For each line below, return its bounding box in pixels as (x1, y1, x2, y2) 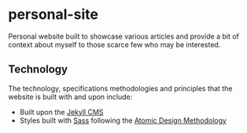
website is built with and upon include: (8, 92, 133, 102)
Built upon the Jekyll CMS (19, 107, 104, 116)
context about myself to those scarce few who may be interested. (8, 39, 221, 49)
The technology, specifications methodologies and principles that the (8, 83, 233, 93)
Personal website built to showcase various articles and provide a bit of (8, 31, 240, 41)
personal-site (8, 6, 98, 24)
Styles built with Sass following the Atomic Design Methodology (19, 116, 227, 125)
